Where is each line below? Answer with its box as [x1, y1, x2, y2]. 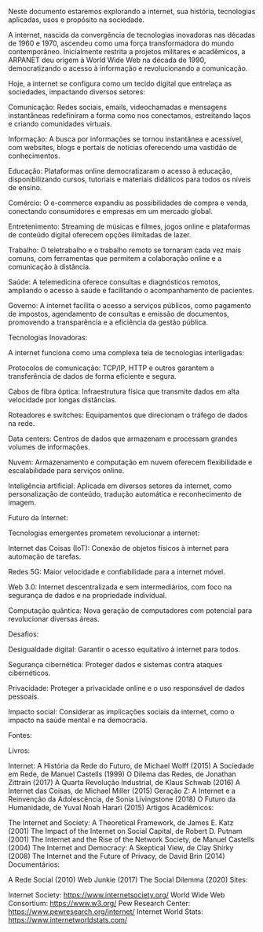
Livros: [8, 746, 31, 755]
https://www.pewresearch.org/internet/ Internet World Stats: [8, 907, 204, 916]
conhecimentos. [8, 151, 60, 160]
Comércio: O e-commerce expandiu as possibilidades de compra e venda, [8, 198, 249, 207]
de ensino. [8, 183, 42, 192]
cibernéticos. [8, 668, 51, 677]
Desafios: [8, 629, 39, 639]
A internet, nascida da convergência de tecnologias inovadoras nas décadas [8, 31, 256, 39]
